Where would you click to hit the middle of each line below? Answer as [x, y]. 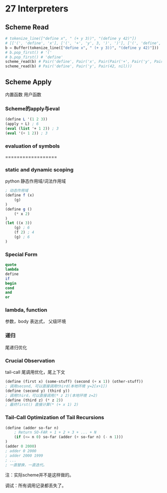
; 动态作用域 [17, 191]
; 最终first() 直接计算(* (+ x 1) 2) [42, 405]
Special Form [21, 254]
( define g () [19, 209]
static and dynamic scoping [39, 169]
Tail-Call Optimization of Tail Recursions [55, 418]
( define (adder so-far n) [32, 428]
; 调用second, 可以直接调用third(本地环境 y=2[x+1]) [56, 386]
